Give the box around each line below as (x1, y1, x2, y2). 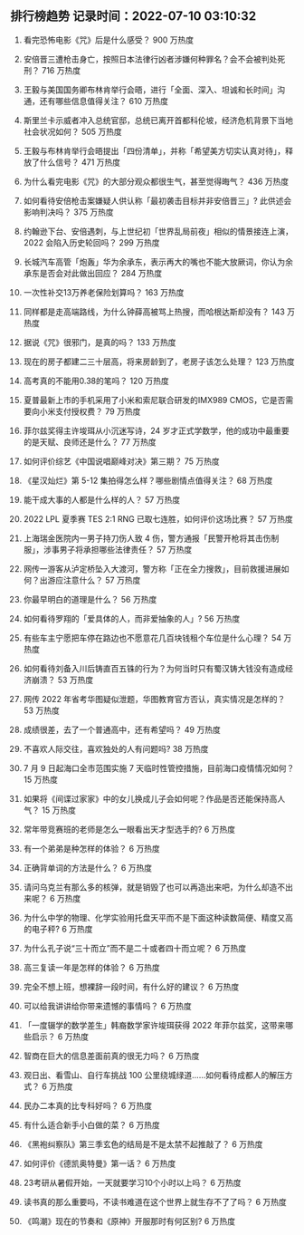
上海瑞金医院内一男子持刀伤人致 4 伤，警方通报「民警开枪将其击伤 (23, 533, 271, 544)
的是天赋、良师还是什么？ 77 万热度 (23, 436, 157, 447)
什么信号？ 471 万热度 (39, 157, 121, 168)
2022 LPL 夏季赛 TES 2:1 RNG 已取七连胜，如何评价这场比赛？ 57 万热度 (23, 513, 293, 524)
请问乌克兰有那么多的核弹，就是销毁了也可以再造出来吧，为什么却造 (23, 882, 278, 892)
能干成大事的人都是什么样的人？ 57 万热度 (23, 494, 180, 505)
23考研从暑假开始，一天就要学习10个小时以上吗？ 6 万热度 (23, 1177, 242, 1188)
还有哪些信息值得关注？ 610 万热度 (39, 95, 168, 106)
